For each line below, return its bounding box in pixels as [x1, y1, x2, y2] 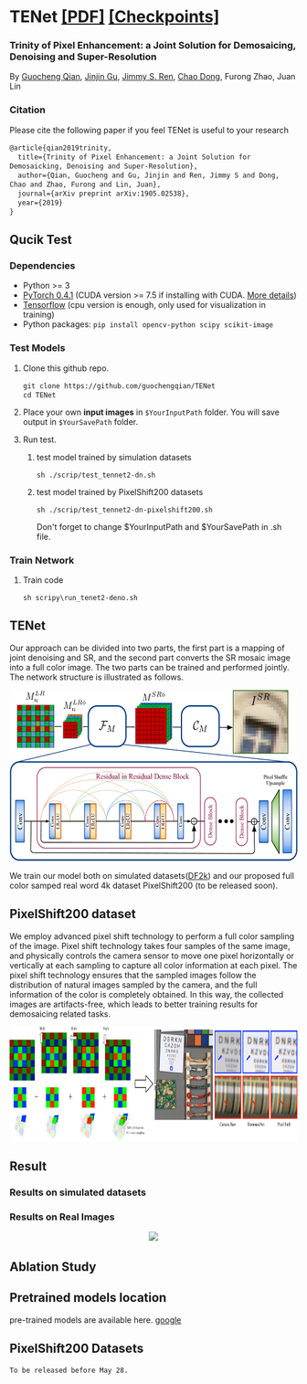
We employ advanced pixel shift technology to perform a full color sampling [9, 930, 295, 942]
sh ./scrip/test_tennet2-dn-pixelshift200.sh [36, 505, 213, 514]
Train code [22, 575, 64, 586]
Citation [9, 103, 46, 116]
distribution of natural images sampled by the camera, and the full [9, 979, 258, 990]
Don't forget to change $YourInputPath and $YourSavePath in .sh [36, 521, 282, 532]
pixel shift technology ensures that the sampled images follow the [9, 969, 257, 980]
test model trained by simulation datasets [36, 451, 192, 462]
